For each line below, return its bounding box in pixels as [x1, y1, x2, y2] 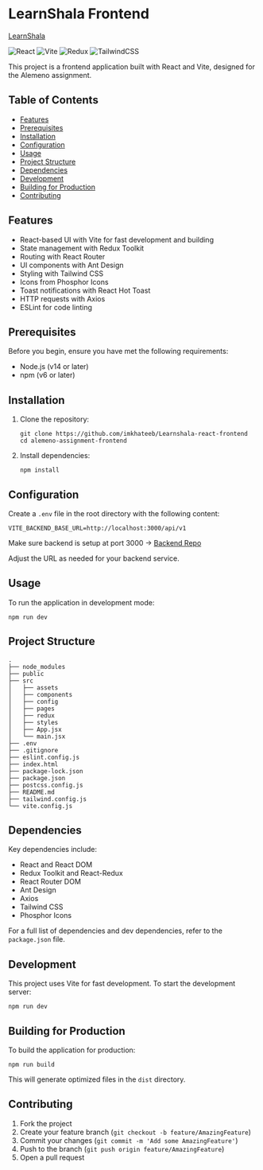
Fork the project [19, 1118, 73, 1128]
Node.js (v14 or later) [19, 362, 89, 371]
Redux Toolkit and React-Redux [19, 869, 123, 878]
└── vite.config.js [8, 802, 73, 810]
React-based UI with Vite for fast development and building [19, 235, 215, 244]
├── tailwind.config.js [8, 795, 87, 803]
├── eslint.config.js [8, 753, 80, 761]
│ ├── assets [8, 683, 59, 692]
